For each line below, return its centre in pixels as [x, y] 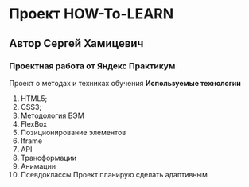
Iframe [31, 141]
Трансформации [48, 158]
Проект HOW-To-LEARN [91, 14]
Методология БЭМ [52, 115]
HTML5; [34, 98]
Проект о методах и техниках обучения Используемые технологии [125, 83]
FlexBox [33, 123]
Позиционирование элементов [73, 132]
